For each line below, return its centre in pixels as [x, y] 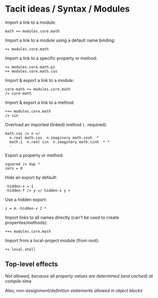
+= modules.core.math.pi [30, 67]
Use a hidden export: [26, 199]
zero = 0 [14, 168]
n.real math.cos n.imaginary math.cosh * [54, 138]
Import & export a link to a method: [40, 102]
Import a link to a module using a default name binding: [60, 40]
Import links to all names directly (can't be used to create [62, 217]
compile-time [18, 281]
